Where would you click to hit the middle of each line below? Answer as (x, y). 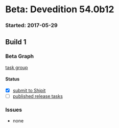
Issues (14, 110)
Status (13, 79)
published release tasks (38, 96)
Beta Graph (20, 56)
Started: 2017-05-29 (31, 25)
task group (17, 67)
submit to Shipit (29, 91)
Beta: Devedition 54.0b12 (60, 9)
